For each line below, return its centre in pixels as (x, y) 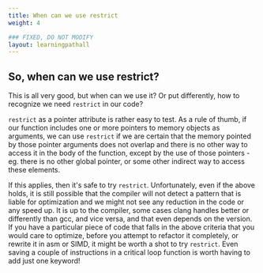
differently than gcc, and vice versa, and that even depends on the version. (130, 219)
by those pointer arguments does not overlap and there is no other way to (128, 145)
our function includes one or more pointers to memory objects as (114, 128)
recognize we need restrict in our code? (76, 104)
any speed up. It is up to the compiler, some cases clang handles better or (129, 210)
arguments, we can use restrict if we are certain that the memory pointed (130, 136)
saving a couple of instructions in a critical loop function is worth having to (130, 252)
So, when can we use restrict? (84, 76)
